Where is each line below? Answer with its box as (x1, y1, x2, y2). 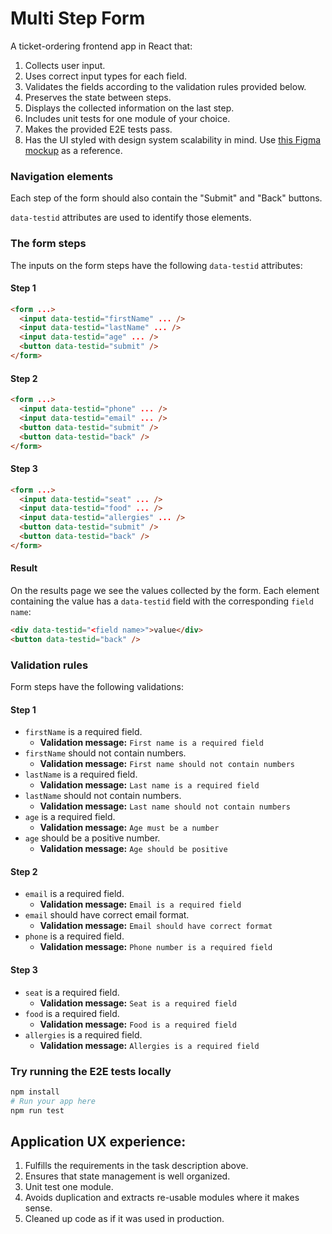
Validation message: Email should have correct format (39, 920, 273, 932)
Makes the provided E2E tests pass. (24, 123, 173, 135)
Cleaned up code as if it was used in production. (24, 1213, 225, 1225)
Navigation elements (10, 169, 114, 183)
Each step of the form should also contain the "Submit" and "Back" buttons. (10, 192, 323, 204)
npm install (10, 1087, 60, 1097)
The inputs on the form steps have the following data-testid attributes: (10, 259, 303, 271)
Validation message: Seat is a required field (39, 997, 237, 1009)
